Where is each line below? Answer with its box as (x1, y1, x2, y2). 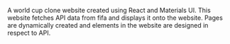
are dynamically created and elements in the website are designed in (7, 21, 209, 29)
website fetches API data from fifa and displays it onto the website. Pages (7, 13, 224, 22)
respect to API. (7, 28, 51, 37)
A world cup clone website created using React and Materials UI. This (7, 6, 211, 14)
